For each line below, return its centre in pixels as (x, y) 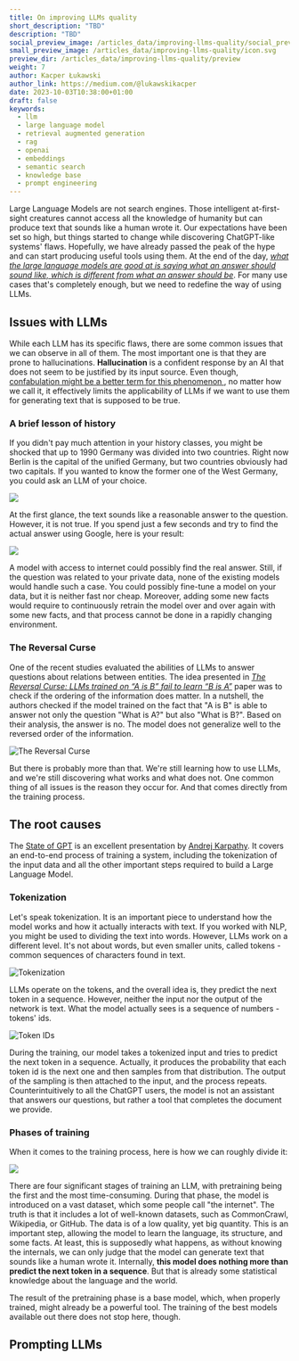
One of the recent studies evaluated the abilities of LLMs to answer (132, 667)
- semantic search (52, 167)
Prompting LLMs (56, 1345)
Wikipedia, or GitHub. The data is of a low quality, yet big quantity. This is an (149, 1224)
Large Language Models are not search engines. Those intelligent (129, 209)
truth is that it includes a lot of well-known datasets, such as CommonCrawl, (149, 1214)
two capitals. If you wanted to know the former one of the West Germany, (144, 471)
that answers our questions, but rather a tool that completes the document (145, 1100)
